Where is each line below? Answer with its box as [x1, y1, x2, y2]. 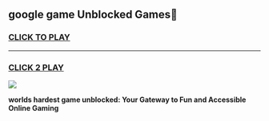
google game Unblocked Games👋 [8, 8, 178, 21]
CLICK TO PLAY [8, 32, 70, 43]
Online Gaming [8, 103, 59, 112]
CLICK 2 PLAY [8, 61, 64, 72]
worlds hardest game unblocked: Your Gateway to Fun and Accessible [8, 95, 247, 104]
